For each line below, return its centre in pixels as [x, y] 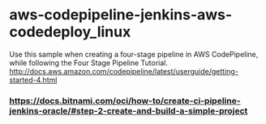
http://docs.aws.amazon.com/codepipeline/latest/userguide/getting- [124, 71]
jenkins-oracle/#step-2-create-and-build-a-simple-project [129, 110]
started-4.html [33, 80]
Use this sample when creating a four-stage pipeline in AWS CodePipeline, [134, 54]
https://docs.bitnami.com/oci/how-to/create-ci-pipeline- [125, 101]
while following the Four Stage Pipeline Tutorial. [89, 63]
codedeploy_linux [70, 32]
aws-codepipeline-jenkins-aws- [121, 15]
